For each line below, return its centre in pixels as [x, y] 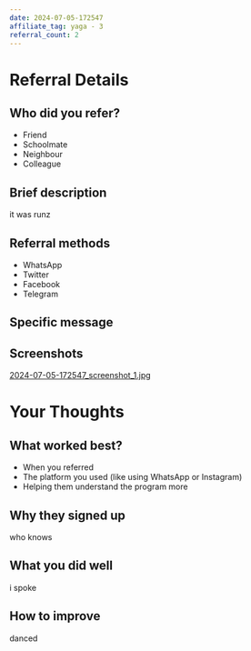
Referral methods [60, 243]
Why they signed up [67, 515]
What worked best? [66, 445]
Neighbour [43, 155]
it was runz [30, 215]
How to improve [55, 616]
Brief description [58, 192]
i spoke [23, 587]
